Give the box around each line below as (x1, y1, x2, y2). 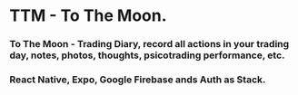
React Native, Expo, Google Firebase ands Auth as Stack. (9, 73, 266, 86)
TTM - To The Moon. (9, 5, 167, 26)
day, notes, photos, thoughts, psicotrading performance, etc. (9, 49, 285, 62)
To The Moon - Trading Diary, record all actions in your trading (9, 38, 290, 51)
